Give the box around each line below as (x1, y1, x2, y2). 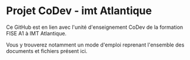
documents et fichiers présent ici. (6, 47, 88, 54)
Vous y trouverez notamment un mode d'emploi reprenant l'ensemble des (6, 41, 185, 48)
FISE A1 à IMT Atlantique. (6, 29, 66, 36)
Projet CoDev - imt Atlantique (6, 4, 152, 18)
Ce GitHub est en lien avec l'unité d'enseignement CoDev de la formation (6, 24, 184, 31)
